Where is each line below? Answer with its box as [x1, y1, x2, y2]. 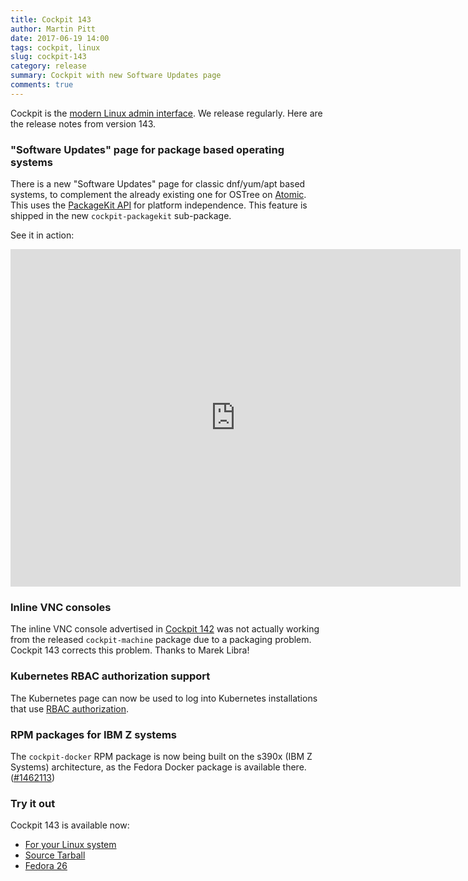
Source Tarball [24, 849, 86, 861]
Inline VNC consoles [10, 600, 112, 614]
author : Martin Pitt [10, 24, 97, 34]
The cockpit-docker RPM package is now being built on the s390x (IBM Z [10, 750, 313, 762]
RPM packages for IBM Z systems [10, 727, 177, 741]
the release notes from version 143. [10, 117, 157, 130]
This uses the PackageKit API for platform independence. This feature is [10, 199, 308, 211]
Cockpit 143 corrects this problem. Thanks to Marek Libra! [10, 644, 250, 656]
